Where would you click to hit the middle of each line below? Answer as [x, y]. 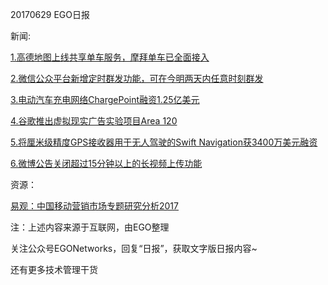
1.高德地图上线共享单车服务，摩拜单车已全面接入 [110, 57]
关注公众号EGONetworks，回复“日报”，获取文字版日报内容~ [134, 248]
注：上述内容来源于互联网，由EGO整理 [90, 227]
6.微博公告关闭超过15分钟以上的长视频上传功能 [106, 163]
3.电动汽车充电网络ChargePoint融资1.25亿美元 [105, 99]
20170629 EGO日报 [50, 14]
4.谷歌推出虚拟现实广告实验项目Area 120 [94, 121]
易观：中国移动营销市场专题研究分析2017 [94, 206]
